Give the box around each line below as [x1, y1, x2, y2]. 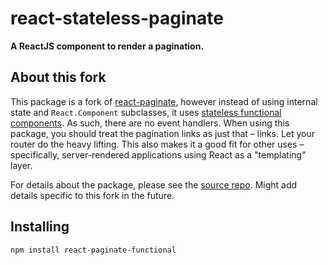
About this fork [10, 69, 107, 86]
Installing [10, 218, 70, 236]
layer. [10, 159, 33, 171]
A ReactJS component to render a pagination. [10, 40, 205, 52]
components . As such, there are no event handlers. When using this [10, 117, 290, 129]
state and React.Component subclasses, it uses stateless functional [10, 106, 282, 118]
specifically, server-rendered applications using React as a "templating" [10, 148, 307, 161]
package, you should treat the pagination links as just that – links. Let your [10, 127, 316, 139]
